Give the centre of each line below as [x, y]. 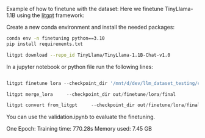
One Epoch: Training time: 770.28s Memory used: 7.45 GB [79, 129]
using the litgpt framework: [51, 15]
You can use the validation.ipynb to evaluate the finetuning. [81, 117]
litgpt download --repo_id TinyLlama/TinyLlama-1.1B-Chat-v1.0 [88, 55]
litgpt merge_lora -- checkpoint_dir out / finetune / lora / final [91, 94]
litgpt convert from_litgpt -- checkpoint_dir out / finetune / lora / [97, 105]
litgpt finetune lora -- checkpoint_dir [57, 83]
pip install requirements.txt [45, 44]
